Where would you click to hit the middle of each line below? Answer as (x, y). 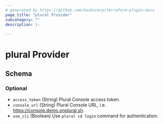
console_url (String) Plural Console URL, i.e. (59, 105)
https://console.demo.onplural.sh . (48, 110)
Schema (19, 73)
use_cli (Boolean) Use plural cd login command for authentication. (86, 116)
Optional (16, 88)
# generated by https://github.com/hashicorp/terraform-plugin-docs (80, 10)
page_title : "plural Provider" (39, 15)
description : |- (23, 24)
